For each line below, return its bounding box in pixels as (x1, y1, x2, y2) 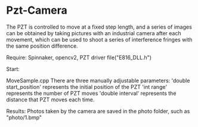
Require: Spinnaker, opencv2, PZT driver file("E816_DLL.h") (6, 54, 152, 61)
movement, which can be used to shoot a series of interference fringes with (6, 36, 193, 43)
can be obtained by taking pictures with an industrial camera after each (6, 29, 182, 36)
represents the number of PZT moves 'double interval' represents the (6, 89, 177, 97)
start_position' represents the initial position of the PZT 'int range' (6, 83, 168, 90)
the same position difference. (6, 42, 79, 49)
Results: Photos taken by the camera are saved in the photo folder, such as (6, 107, 190, 114)
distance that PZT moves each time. (6, 96, 95, 103)
